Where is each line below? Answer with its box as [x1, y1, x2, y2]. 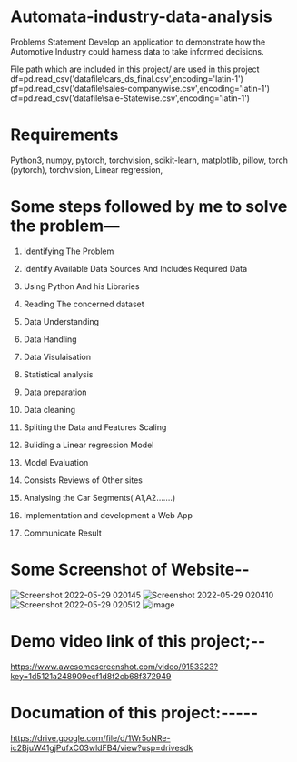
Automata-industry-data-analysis [10, 6, 273, 27]
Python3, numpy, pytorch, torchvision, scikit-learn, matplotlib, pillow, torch [10, 155, 289, 165]
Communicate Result [23, 527, 103, 538]
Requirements [10, 125, 119, 145]
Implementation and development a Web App [23, 509, 193, 520]
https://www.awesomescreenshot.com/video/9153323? [10, 661, 219, 672]
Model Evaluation [23, 456, 89, 467]
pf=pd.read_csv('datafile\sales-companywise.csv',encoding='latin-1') [10, 83, 271, 94]
